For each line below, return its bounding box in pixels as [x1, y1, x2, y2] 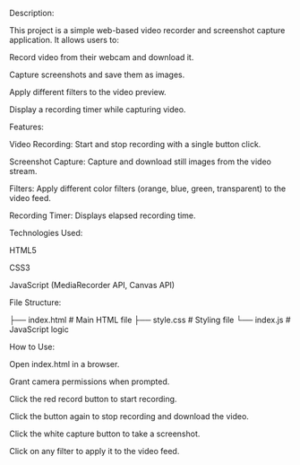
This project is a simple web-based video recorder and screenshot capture [9, 25, 286, 35]
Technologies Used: [9, 228, 83, 238]
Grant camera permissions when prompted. [9, 376, 170, 387]
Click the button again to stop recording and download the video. [9, 411, 249, 421]
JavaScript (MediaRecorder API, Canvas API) [9, 280, 176, 290]
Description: [9, 8, 55, 18]
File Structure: [9, 297, 62, 308]
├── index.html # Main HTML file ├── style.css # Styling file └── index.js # [9, 314, 291, 325]
